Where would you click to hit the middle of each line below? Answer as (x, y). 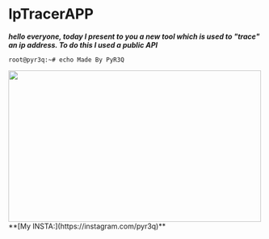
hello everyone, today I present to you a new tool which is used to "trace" (134, 36)
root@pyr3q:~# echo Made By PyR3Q (67, 60)
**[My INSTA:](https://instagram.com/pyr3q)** (87, 226)
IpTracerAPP (51, 14)
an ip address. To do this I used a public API (83, 44)
